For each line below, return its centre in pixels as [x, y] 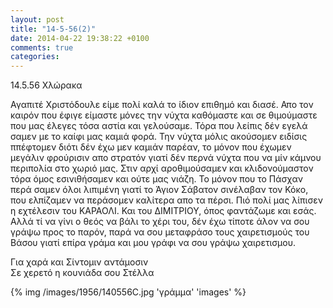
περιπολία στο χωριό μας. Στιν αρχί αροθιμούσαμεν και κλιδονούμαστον [162, 168]
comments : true [42, 47]
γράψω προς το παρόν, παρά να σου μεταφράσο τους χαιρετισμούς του [160, 232]
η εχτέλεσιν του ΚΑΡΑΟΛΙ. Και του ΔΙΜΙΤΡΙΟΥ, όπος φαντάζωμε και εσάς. [163, 211]
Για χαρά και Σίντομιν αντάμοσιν [79, 262]
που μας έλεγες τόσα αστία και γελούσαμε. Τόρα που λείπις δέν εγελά [159, 126]
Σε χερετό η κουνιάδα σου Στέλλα [82, 273]
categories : [35, 57]
